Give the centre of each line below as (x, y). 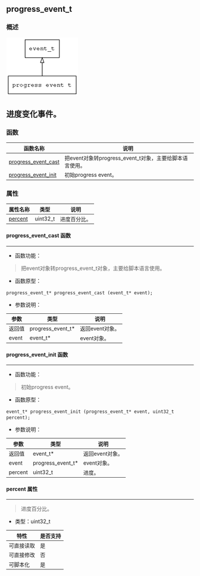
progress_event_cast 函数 (39, 236)
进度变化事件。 (34, 114)
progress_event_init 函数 (37, 354)
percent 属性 (22, 489)
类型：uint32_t (32, 521)
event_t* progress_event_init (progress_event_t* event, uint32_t (90, 412)
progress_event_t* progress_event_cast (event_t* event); (79, 293)
